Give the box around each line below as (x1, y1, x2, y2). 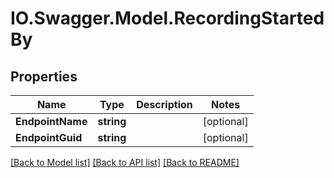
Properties (10, 68, 78, 85)
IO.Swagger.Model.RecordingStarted (10, 7, 325, 30)
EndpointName (15, 115, 88, 128)
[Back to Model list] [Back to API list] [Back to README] (10, 157, 240, 168)
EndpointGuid (15, 131, 83, 144)
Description (136, 98, 193, 111)
